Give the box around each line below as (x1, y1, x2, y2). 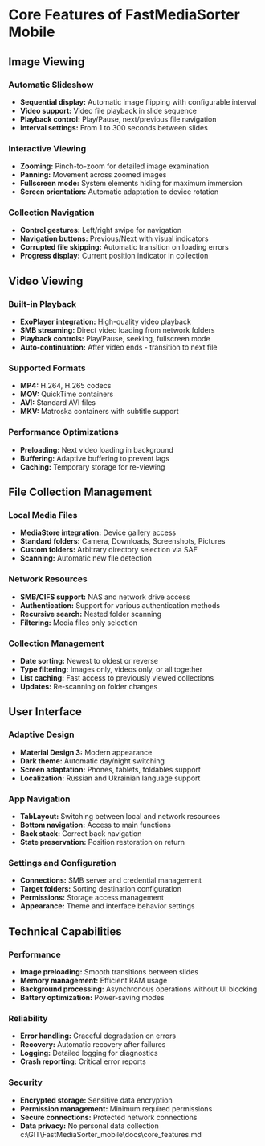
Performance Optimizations (8, 427, 119, 438)
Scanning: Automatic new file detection (19, 553, 153, 563)
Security (8, 1077, 43, 1088)
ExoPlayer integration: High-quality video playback (19, 316, 191, 327)
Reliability (8, 1012, 48, 1024)
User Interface (8, 705, 83, 718)
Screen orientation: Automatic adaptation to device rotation (19, 187, 219, 197)
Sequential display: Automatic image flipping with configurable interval (19, 97, 257, 106)
